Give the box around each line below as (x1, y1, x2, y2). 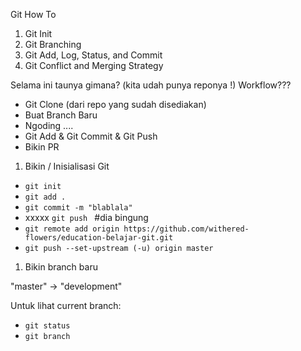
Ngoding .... (24, 120, 74, 131)
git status (24, 321, 71, 331)
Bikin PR (24, 141, 60, 153)
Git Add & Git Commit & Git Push (24, 130, 158, 142)
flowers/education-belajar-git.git (24, 233, 174, 243)
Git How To (10, 9, 57, 20)
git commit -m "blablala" (24, 203, 133, 213)
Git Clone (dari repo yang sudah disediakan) (24, 99, 207, 110)
